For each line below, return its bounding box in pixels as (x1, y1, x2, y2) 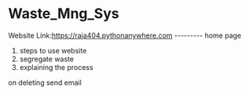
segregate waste (19, 54, 75, 64)
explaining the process (19, 62, 93, 71)
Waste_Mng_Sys (8, 5, 119, 23)
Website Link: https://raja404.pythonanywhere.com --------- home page (8, 31, 242, 40)
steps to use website (19, 46, 87, 55)
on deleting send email (8, 78, 82, 87)
